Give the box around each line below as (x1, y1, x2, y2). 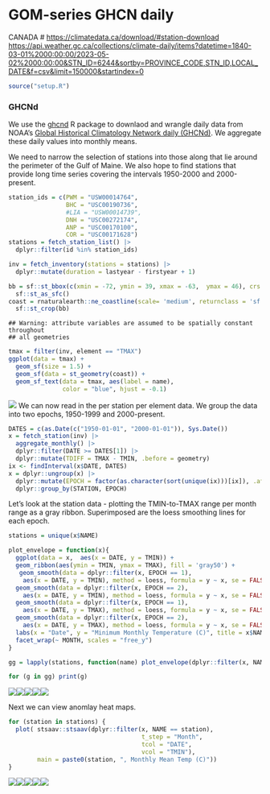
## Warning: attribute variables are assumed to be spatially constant (8, 320, 253, 328)
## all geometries (8, 333, 70, 341)
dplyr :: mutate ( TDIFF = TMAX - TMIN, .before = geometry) (15, 455, 211, 463)
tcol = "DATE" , (141, 740, 193, 748)
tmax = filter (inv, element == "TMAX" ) (8, 348, 142, 356)
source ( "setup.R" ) (8, 82, 70, 90)
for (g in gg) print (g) (8, 672, 88, 681)
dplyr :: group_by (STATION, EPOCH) (15, 485, 128, 493)
